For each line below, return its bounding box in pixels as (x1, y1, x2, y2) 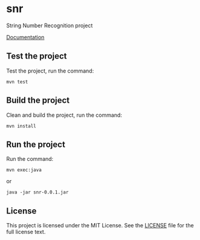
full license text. (6, 229, 46, 236)
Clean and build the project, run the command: (6, 111, 123, 118)
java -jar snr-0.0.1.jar (6, 189, 69, 195)
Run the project (6, 139, 65, 149)
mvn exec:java (6, 167, 42, 174)
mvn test (6, 79, 28, 85)
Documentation (6, 33, 45, 41)
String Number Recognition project (6, 22, 93, 29)
